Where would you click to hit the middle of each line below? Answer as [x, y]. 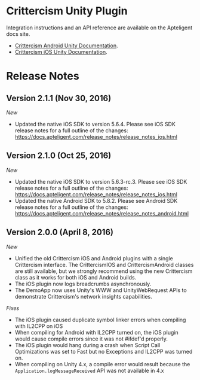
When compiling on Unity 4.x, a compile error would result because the [102, 364]
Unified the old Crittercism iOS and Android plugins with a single [94, 258]
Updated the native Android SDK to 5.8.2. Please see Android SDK [96, 200]
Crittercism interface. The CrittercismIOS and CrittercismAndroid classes [104, 265]
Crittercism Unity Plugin [67, 11]
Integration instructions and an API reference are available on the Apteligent [99, 28]
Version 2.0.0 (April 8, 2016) [60, 232]
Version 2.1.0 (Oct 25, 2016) [59, 156]
